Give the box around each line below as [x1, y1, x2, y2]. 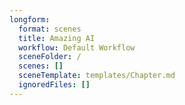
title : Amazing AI [18, 33, 96, 43]
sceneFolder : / [18, 52, 82, 62]
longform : [9, 14, 51, 25]
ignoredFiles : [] [18, 80, 91, 90]
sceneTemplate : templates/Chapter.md [18, 71, 176, 81]
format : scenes [18, 24, 82, 34]
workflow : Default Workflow [18, 42, 136, 53]
